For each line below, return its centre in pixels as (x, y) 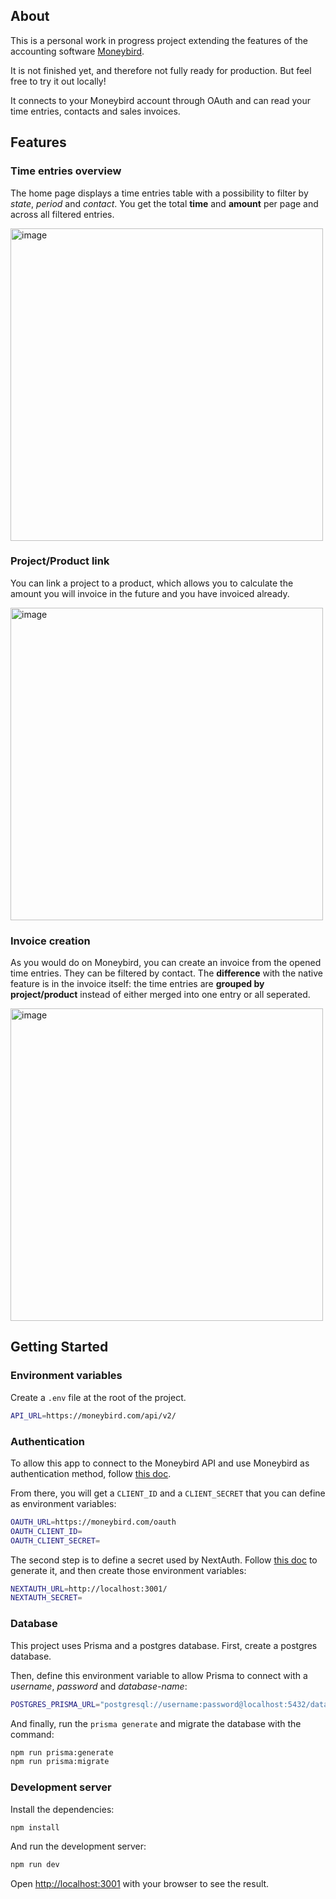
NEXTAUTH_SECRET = (46, 1598)
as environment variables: (63, 1503)
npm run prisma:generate (62, 1752)
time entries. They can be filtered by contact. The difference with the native (166, 973)
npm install (35, 1827)
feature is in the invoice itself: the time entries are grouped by (137, 984)
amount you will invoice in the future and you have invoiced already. (150, 593)
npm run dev (35, 1865)
